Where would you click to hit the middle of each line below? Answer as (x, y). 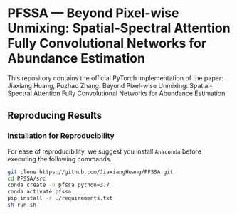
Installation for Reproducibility (61, 136)
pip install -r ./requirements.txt (60, 198)
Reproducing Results (55, 116)
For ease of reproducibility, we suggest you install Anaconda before (104, 151)
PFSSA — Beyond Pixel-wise (93, 13)
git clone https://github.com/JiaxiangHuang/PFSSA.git (90, 172)
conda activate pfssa (39, 192)
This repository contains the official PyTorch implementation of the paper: (115, 78)
